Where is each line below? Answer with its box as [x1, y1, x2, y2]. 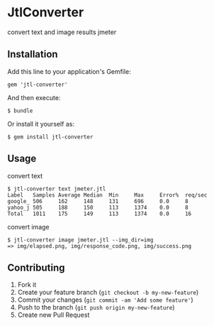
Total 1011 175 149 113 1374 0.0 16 [7, 210, 192, 217]
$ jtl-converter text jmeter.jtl [7, 185, 106, 192]
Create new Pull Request [17, 310, 90, 320]
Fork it [17, 281, 37, 289]
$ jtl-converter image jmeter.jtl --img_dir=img [7, 236, 154, 244]
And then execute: [7, 93, 61, 102]
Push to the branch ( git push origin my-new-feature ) [17, 303, 175, 312]
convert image [7, 222, 50, 231]
